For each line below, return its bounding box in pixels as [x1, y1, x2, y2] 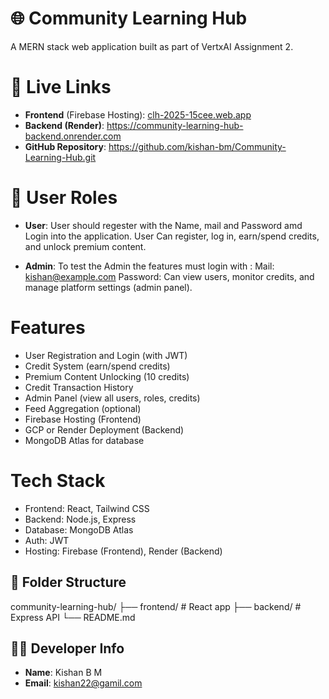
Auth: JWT [24, 534, 70, 546]
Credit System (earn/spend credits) [24, 360, 171, 372]
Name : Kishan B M [24, 667, 103, 679]
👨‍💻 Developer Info [10, 640, 125, 657]
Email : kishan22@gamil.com [24, 677, 143, 689]
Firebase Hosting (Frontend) [24, 413, 142, 425]
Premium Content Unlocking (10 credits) [24, 370, 190, 382]
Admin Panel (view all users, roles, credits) [24, 392, 201, 404]
